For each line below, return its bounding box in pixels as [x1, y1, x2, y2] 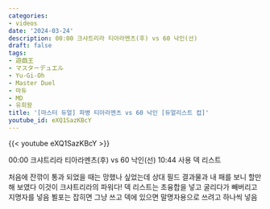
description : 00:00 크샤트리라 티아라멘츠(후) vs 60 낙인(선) [8, 34, 198, 43]
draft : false [8, 42, 52, 50]
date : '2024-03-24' [8, 27, 74, 35]
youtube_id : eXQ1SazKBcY [8, 117, 92, 125]
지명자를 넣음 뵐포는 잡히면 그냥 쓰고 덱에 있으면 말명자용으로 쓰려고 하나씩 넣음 [8, 192, 258, 202]
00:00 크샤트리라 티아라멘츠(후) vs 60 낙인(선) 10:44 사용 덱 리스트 [8, 154, 222, 165]
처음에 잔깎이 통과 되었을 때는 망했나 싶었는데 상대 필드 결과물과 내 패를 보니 [8, 172, 247, 182]
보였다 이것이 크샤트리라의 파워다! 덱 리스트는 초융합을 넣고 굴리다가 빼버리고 [16, 182, 258, 191]
